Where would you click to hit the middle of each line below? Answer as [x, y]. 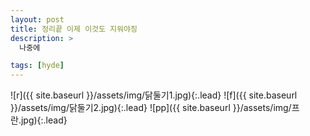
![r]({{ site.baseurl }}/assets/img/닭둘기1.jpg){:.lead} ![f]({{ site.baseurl [154, 95]
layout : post [37, 19]
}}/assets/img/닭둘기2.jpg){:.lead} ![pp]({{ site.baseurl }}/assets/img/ [151, 108]
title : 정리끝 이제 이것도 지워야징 [74, 29]
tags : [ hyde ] [37, 66]
